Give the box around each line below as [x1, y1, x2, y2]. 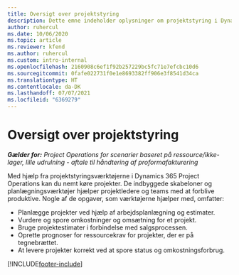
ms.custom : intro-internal [7, 57, 87, 64]
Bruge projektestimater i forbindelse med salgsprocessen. [17, 223, 188, 232]
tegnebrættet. [17, 238, 58, 247]
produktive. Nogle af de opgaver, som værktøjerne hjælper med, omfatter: [7, 194, 225, 203]
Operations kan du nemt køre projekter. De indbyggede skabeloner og [7, 179, 212, 188]
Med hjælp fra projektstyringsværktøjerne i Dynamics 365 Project [7, 171, 200, 180]
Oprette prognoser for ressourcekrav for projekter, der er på [17, 230, 194, 239]
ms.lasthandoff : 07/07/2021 [7, 90, 91, 97]
